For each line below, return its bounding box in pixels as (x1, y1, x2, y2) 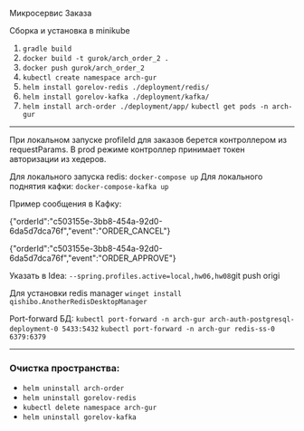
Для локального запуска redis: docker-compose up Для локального (9, 171, 263, 182)
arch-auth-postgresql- (209, 315, 295, 324)
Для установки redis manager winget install (9, 288, 183, 298)
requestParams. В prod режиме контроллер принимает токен (9, 144, 245, 155)
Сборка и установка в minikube (9, 25, 130, 35)
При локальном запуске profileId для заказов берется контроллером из (9, 135, 288, 145)
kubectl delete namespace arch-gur (22, 403, 157, 413)
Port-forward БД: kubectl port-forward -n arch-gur (9, 313, 206, 324)
